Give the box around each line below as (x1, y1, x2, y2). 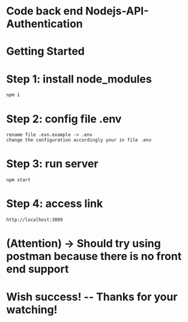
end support (6, 262, 69, 276)
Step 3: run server (6, 157, 99, 171)
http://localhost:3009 (6, 217, 63, 223)
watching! (6, 303, 58, 317)
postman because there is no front (6, 250, 182, 263)
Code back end (6, 4, 83, 18)
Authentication (6, 17, 83, 31)
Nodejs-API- (85, 4, 149, 18)
